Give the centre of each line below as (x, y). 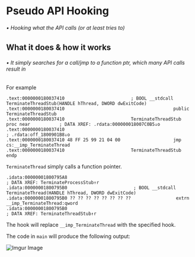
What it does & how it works (59, 48)
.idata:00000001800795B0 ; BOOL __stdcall (91, 188)
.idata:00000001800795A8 (37, 177)
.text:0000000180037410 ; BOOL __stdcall (90, 98)
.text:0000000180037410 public (98, 109)
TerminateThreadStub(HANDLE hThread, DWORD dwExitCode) (76, 103)
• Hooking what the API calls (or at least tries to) (65, 27)
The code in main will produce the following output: (68, 236)
